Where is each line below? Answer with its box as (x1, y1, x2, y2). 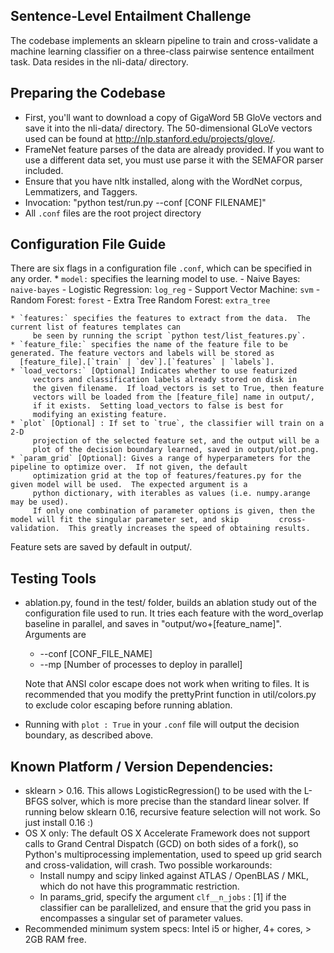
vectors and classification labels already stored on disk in (32, 375, 298, 385)
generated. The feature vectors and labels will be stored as (10, 349, 275, 359)
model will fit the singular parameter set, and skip (10, 515, 240, 525)
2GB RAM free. (24, 934, 87, 946)
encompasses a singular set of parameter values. (39, 912, 244, 924)
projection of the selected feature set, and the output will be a (32, 436, 320, 446)
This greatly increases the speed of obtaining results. (68, 524, 311, 534)
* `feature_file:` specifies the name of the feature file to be (10, 340, 288, 350)
